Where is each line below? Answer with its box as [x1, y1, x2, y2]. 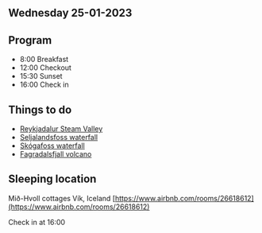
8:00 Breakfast [19, 55, 69, 64]
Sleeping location [8, 173, 97, 186]
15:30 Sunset [19, 72, 63, 81]
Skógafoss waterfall [19, 141, 85, 150]
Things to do [8, 103, 72, 116]
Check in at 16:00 [8, 217, 66, 227]
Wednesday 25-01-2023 [8, 6, 133, 20]
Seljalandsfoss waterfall [19, 133, 98, 142]
